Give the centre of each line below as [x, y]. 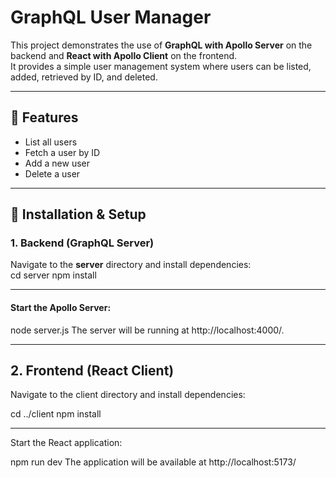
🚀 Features [44, 117]
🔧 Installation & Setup [78, 214]
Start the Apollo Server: [61, 308]
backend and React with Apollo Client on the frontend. [124, 55]
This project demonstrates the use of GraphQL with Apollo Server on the [161, 45]
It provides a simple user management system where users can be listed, [161, 66]
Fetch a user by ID [62, 152]
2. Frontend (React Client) [92, 371]
